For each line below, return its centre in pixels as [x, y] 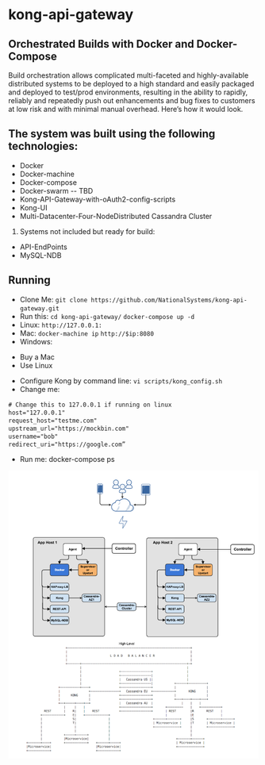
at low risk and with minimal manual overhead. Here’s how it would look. [126, 109]
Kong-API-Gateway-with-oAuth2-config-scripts [98, 199]
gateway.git [39, 308]
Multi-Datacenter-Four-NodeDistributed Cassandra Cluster [116, 216]
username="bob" [33, 436]
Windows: [36, 341]
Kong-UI [33, 207]
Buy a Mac [37, 357]
